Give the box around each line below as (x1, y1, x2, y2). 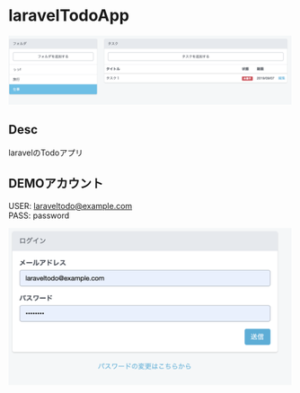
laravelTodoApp (8, 5, 129, 26)
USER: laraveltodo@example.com (8, 200, 133, 211)
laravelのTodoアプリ (8, 147, 84, 158)
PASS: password (8, 210, 70, 221)
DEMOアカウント (8, 176, 104, 191)
